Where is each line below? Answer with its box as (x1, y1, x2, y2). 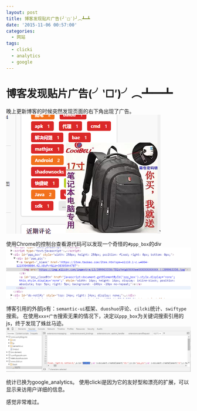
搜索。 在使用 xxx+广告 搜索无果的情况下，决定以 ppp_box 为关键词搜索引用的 (6, 312, 184, 319)
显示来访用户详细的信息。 (6, 386, 68, 393)
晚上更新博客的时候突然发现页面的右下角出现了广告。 (6, 108, 135, 115)
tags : (6, 41, 19, 46)
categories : (6, 28, 35, 34)
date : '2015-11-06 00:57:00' (6, 22, 77, 28)
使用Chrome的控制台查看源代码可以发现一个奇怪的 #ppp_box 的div (6, 240, 162, 247)
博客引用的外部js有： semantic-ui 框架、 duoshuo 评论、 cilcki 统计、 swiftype (6, 305, 186, 312)
